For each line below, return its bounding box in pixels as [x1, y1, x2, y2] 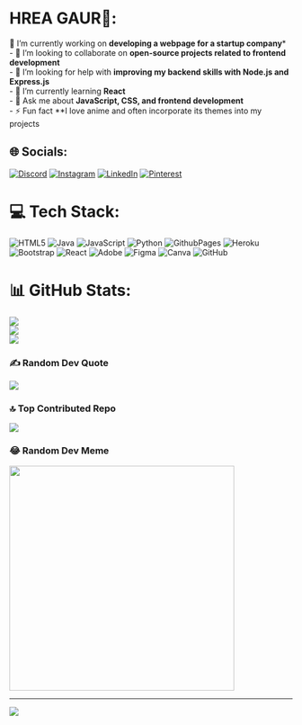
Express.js [9, 76, 50, 86]
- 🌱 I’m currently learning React [9, 85, 126, 96]
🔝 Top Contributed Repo [9, 402, 117, 415]
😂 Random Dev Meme [9, 444, 110, 457]
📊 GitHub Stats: [9, 280, 132, 300]
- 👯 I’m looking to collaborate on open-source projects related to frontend [9, 47, 286, 58]
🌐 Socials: [9, 144, 68, 160]
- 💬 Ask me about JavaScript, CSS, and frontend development [9, 94, 244, 106]
